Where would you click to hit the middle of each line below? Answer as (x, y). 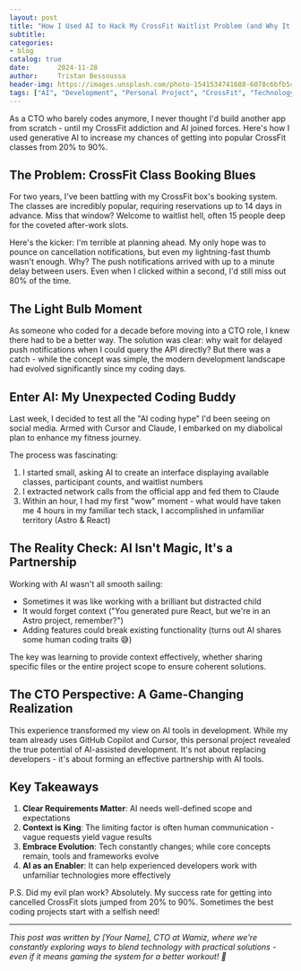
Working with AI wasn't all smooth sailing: (86, 583)
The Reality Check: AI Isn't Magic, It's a (121, 548)
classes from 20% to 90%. (59, 147)
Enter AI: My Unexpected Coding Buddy (123, 397)
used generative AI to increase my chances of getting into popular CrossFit (148, 137)
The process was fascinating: (64, 455)
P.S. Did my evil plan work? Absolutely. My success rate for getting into (141, 893)
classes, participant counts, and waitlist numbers (112, 482)
